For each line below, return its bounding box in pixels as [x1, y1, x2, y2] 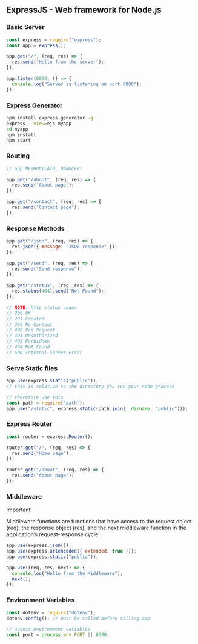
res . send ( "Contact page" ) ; [12, 204, 80, 211]
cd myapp [6, 126, 28, 132]
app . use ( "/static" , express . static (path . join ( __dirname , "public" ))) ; [6, 405, 188, 411]
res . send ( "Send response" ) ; [12, 266, 83, 272]
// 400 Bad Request [6, 327, 56, 333]
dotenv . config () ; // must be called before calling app [6, 615, 150, 622]
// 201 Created [6, 316, 45, 322]
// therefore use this [6, 394, 64, 400]
